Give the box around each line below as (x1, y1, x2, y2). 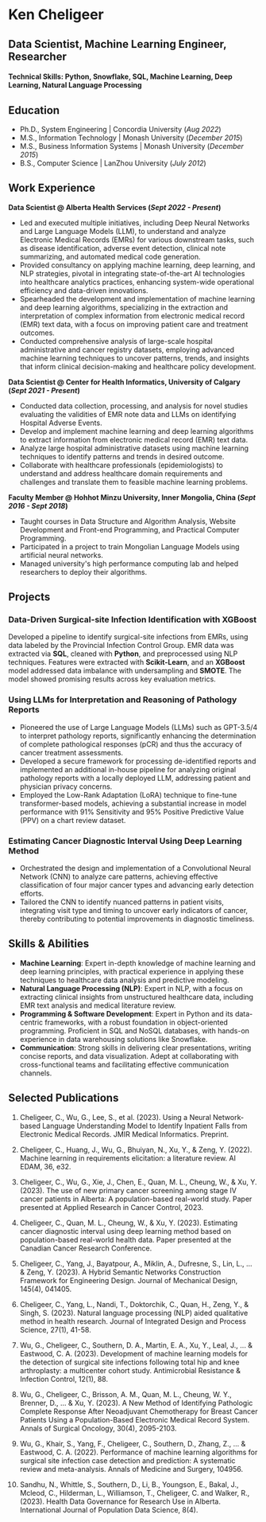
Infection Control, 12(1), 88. (19, 1374, 109, 1383)
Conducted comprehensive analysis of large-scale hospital (19, 336, 213, 345)
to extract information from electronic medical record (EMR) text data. (19, 435, 249, 444)
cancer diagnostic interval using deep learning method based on (19, 1226, 232, 1235)
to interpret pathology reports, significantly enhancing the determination (19, 731, 256, 740)
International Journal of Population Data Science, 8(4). (19, 1504, 199, 1514)
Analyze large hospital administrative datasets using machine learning (19, 443, 249, 453)
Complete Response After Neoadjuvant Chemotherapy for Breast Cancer (19, 1407, 258, 1416)
